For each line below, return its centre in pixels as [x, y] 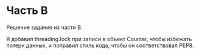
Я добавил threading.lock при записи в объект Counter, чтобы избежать [99, 39]
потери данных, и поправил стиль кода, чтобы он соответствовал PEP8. [100, 45]
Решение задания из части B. [44, 27]
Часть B [27, 11]
